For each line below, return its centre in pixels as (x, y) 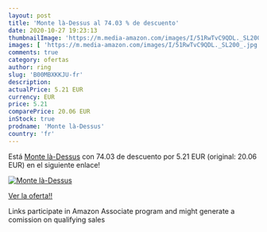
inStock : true (32, 119)
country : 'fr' (32, 133)
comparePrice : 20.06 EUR (49, 112)
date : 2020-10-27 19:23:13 (53, 30)
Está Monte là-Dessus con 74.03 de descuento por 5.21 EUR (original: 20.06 (133, 157)
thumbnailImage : (35, 38)
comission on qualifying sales (57, 219)
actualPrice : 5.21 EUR (46, 89)
